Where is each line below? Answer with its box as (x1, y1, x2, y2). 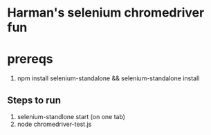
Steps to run (7, 94, 61, 106)
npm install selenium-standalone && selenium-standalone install (17, 74, 200, 82)
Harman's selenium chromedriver (7, 5, 205, 21)
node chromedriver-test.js (17, 120, 92, 128)
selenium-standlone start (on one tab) (17, 112, 126, 120)
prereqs (7, 51, 53, 67)
